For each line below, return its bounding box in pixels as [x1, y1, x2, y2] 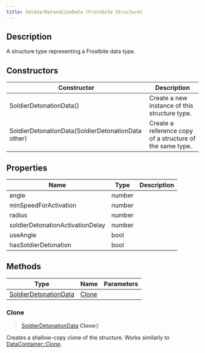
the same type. [149, 142, 192, 150]
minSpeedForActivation [9, 201, 76, 209]
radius [9, 211, 27, 220]
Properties [6, 162, 48, 173]
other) [9, 134, 27, 143]
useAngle [9, 231, 37, 239]
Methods [6, 261, 41, 272]
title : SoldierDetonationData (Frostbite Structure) [6, 9, 143, 15]
